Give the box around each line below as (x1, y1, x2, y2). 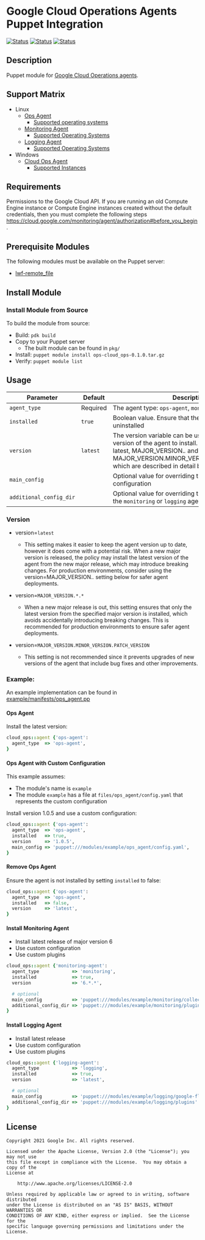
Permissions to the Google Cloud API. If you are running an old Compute (6, 197, 188, 205)
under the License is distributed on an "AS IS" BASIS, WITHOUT (6, 1202, 173, 1208)
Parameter (26, 393, 58, 402)
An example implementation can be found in (6, 689, 117, 696)
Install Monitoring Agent (6, 924, 70, 932)
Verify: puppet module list (15, 357, 83, 364)
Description (6, 55, 52, 65)
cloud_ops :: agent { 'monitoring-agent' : (6, 963, 108, 969)
